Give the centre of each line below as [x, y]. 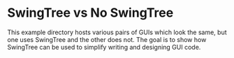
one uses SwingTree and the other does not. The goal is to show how [107, 39]
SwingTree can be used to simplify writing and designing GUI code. [104, 47]
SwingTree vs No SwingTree [90, 13]
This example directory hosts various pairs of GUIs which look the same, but [117, 32]
